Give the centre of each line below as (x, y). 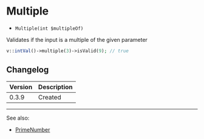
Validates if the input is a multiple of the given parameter (77, 39)
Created (50, 97)
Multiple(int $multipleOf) (49, 29)
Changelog (28, 70)
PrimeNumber (32, 129)
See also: (18, 118)
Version (21, 87)
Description (56, 87)
